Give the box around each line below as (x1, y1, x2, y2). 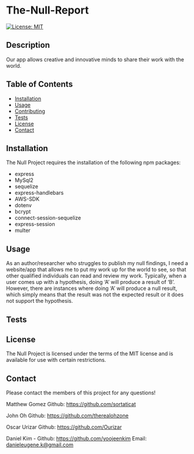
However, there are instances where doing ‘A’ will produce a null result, (6, 285, 178, 292)
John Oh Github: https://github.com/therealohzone (6, 412, 129, 419)
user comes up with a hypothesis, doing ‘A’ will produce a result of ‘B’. (6, 279, 175, 286)
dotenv (14, 202, 32, 209)
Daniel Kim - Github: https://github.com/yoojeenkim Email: (6, 435, 147, 442)
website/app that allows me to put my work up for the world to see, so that (6, 266, 186, 273)
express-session (14, 221, 55, 228)
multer (14, 227, 31, 234)
